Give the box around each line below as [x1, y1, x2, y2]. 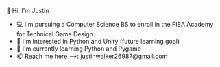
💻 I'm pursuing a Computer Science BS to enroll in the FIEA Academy [16, 21, 214, 28]
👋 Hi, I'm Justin [6, 7, 49, 14]
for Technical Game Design [16, 30, 94, 38]
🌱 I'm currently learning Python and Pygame [16, 44, 142, 53]
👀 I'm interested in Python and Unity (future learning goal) [16, 38, 180, 45]
